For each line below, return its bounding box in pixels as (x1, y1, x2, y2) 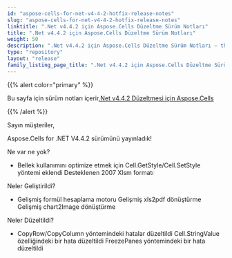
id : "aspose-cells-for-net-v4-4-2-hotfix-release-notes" (7, 10, 175, 17)
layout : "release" (7, 55, 60, 62)
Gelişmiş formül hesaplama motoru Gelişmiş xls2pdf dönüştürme (17, 195, 202, 203)
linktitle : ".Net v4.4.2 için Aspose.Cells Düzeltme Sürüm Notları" (7, 23, 209, 30)
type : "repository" (7, 49, 64, 56)
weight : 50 (7, 36, 39, 43)
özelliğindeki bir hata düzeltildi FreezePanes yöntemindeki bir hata (17, 237, 206, 245)
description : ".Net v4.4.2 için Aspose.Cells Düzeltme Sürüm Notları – (7, 42, 217, 49)
